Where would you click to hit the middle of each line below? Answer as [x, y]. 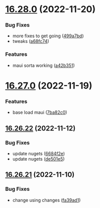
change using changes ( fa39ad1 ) [46, 200]
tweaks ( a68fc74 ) [31, 41]
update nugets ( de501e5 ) [38, 159]
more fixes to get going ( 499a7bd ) [48, 36]
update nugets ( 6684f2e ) [39, 153]
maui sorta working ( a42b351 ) [44, 65]
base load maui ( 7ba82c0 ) [40, 112]
